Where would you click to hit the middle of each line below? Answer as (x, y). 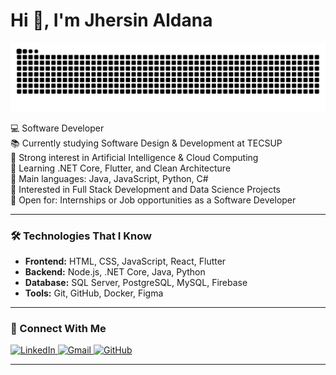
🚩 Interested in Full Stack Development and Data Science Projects (146, 189)
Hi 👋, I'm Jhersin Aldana (111, 20)
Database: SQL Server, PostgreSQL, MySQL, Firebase (136, 282)
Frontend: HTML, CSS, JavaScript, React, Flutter (125, 261)
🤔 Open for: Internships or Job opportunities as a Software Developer (153, 200)
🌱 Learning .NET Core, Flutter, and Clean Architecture (121, 168)
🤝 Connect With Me (58, 328)
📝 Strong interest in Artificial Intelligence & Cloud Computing (134, 157)
